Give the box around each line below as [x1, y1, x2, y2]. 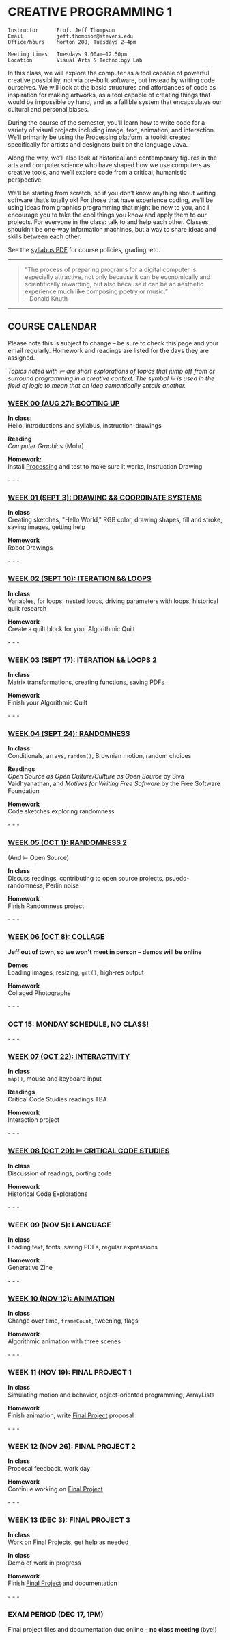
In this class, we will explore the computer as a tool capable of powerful [8, 69, 210, 77]
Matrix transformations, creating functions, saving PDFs [8, 678, 165, 686]
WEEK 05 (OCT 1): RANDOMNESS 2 [8, 837, 127, 847]
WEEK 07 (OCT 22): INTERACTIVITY [8, 1052, 130, 1062]
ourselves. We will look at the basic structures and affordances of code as [8, 83, 216, 91]
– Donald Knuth [24, 294, 68, 302]
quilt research [8, 604, 47, 612]
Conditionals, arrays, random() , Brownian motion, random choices [8, 752, 192, 760]
